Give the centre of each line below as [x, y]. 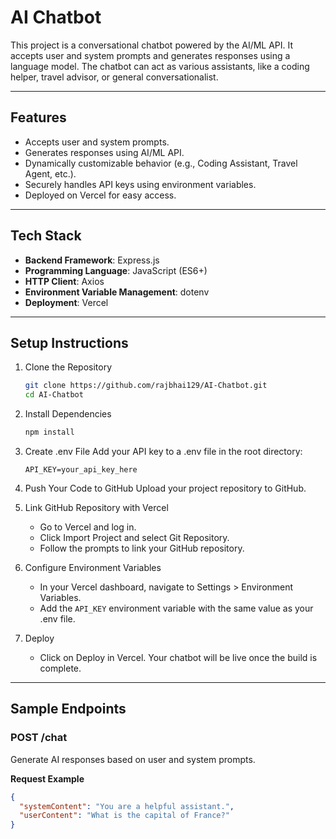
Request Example [47, 778]
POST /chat [39, 738]
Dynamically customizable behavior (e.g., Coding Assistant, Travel [161, 163]
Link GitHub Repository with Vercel [96, 507]
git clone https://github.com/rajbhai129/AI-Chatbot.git [146, 386]
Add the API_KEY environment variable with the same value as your [176, 608]
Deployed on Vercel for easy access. [100, 195]
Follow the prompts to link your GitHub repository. [142, 548]
